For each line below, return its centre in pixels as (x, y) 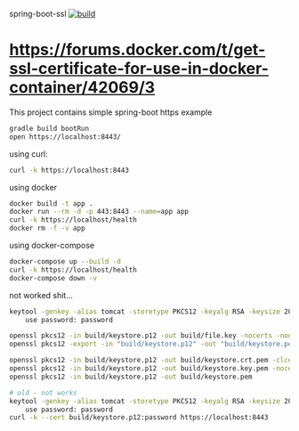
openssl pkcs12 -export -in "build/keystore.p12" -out (113, 344)
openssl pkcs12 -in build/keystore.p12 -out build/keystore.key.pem (139, 369)
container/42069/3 (82, 88)
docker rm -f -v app (48, 228)
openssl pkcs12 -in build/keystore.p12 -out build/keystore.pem (131, 377)
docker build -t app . (51, 203)
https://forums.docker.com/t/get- (137, 50)
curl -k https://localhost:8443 (69, 170)
